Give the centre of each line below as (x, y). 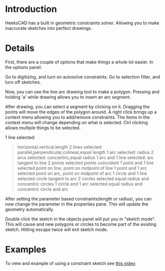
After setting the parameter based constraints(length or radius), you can (79, 199)
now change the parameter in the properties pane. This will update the (77, 204)
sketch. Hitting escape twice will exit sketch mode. (57, 229)
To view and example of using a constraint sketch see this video (70, 263)
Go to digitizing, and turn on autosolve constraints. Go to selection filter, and (83, 77)
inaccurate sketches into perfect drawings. (49, 28)
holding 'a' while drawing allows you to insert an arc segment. (68, 97)
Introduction (31, 9)
